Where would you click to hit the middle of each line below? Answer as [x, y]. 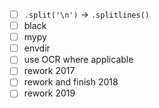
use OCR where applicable [78, 60]
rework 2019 [49, 93]
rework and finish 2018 [71, 82]
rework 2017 [49, 71]
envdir [37, 48]
